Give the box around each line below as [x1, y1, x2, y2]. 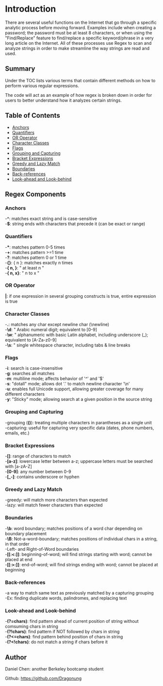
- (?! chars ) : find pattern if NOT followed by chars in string [5, 629, 120, 634]
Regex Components [5, 190, 66, 198]
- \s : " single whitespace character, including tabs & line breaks [5, 342, 130, 348]
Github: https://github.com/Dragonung [5, 675, 82, 682]
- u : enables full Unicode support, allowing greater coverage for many [5, 386, 144, 392]
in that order [5, 541, 30, 547]
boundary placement [5, 530, 47, 536]
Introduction [5, 3, 56, 15]
